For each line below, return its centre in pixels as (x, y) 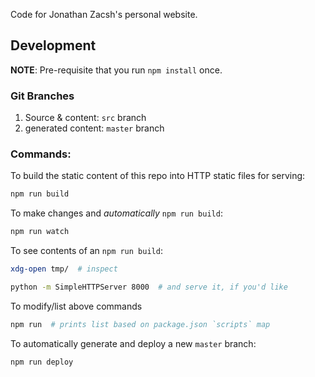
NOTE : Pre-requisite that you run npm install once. (116, 70)
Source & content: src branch (85, 118)
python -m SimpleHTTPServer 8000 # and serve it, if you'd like (149, 287)
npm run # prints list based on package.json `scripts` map (140, 324)
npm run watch (40, 232)
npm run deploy (42, 362)
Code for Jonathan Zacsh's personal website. (104, 14)
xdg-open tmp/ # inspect (64, 269)
